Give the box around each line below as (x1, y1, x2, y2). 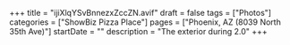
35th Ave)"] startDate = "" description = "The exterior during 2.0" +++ (9, 26, 269, 36)
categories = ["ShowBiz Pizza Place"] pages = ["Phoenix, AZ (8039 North (9, 17, 282, 27)
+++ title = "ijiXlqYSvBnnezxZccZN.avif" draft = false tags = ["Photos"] (9, 8, 271, 18)
